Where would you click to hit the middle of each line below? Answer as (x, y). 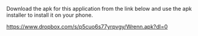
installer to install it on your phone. (50, 15)
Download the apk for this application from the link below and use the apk (99, 9)
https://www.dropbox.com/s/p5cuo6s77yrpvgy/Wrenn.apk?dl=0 (87, 27)
